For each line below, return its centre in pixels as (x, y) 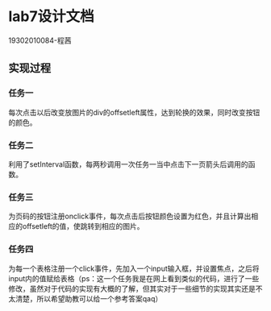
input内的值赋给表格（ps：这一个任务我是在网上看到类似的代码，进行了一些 (134, 278)
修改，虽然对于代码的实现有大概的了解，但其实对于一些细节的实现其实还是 (132, 288)
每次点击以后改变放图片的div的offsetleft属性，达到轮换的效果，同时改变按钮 (134, 112)
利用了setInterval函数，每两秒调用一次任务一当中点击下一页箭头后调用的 (128, 164)
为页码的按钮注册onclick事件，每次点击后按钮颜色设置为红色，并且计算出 (130, 216)
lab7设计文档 (51, 17)
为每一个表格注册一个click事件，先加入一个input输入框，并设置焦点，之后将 (134, 268)
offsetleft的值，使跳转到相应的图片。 (83, 226)
